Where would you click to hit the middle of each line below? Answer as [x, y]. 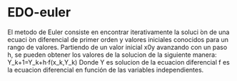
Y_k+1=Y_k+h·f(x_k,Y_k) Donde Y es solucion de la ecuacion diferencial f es [118, 62]
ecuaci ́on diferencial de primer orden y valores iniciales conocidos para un [118, 39]
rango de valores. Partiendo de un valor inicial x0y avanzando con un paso [117, 47]
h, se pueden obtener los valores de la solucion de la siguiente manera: [112, 55]
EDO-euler [39, 12]
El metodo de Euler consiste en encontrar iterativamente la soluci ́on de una [118, 32]
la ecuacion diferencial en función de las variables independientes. [106, 70]
